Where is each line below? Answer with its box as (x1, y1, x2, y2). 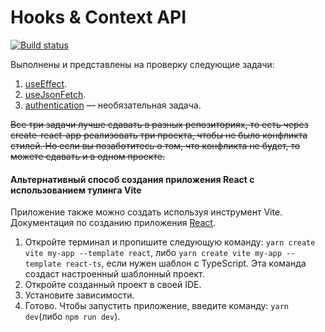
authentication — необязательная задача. (24, 99, 202, 111)
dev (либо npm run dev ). (24, 311, 121, 323)
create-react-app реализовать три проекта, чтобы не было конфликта (10, 129, 308, 141)
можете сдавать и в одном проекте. (10, 150, 165, 162)
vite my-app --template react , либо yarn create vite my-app (24, 247, 282, 259)
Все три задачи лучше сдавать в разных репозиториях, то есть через (10, 118, 309, 130)
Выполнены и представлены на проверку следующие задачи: (10, 58, 275, 70)
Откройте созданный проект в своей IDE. (24, 279, 202, 291)
